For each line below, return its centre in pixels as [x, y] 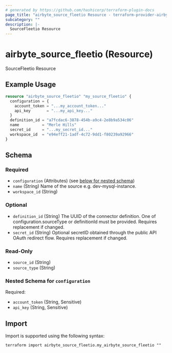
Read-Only [19, 251]
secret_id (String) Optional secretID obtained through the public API [85, 232]
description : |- [23, 24]
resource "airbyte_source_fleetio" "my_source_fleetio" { [68, 96]
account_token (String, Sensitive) [47, 302]
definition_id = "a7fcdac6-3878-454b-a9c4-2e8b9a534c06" [72, 120]
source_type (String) [34, 268]
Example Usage [31, 85]
